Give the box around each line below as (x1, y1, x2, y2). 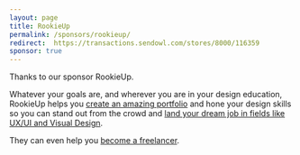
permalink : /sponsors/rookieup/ (9, 30, 131, 39)
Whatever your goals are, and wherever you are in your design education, (9, 89, 283, 100)
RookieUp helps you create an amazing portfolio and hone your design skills (9, 98, 292, 109)
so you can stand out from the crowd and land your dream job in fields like (9, 108, 286, 119)
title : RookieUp (9, 22, 70, 31)
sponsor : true (9, 47, 63, 56)
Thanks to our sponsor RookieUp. (9, 71, 134, 82)
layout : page (9, 13, 59, 23)
